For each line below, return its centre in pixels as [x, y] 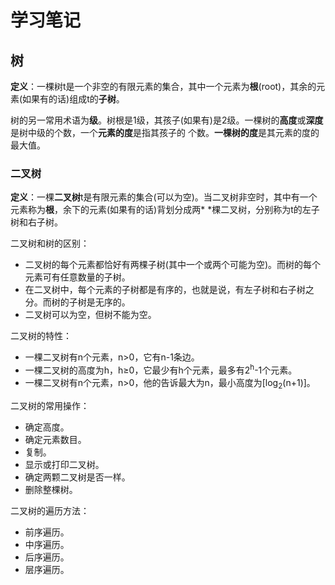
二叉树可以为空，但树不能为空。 [90, 315]
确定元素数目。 [55, 439]
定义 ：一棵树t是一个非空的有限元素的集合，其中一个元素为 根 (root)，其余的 [163, 86]
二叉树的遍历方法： [50, 510]
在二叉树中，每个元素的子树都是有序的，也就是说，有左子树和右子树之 [169, 290]
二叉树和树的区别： [50, 243]
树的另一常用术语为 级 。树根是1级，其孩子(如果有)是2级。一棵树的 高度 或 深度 [167, 120]
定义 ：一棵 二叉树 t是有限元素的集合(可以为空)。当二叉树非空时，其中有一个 [164, 197]
